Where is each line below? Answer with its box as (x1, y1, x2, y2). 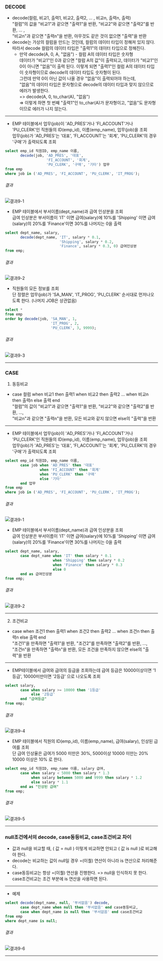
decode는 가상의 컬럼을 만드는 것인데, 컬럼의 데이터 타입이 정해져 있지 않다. (12, 39, 155, 45)
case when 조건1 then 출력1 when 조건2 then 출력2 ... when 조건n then (12, 628, 150, 634)
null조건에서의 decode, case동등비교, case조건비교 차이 (5, 833, 132, 840)
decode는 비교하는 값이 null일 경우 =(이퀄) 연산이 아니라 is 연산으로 (12, 858, 141, 864)
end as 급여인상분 (20, 571, 52, 577)
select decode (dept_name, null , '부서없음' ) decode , (5, 900, 110, 905)
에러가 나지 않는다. (32, 106, 68, 112)
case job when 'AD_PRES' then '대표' (20, 463, 95, 468)
